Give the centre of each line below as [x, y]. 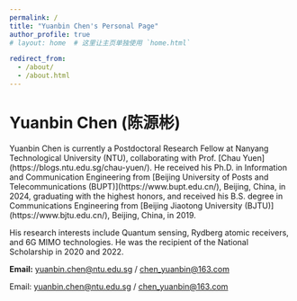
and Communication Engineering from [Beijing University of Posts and [139, 177]
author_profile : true [50, 34]
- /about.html [44, 76]
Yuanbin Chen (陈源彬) [95, 123]
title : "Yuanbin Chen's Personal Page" [84, 26]
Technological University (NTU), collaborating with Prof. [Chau [125, 157]
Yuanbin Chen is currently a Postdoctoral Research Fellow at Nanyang [139, 148]
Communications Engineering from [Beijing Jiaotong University [126, 205]
